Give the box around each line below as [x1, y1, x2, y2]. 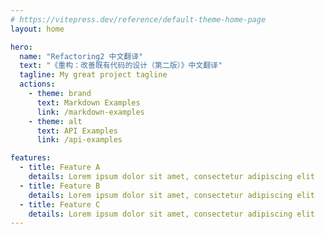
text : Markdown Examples [36, 97, 141, 108]
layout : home [10, 24, 65, 34]
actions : [19, 79, 56, 90]
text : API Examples [36, 126, 118, 136]
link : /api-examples [36, 135, 123, 145]
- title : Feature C [19, 199, 101, 210]
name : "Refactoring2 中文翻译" [19, 51, 144, 61]
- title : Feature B [19, 181, 101, 191]
